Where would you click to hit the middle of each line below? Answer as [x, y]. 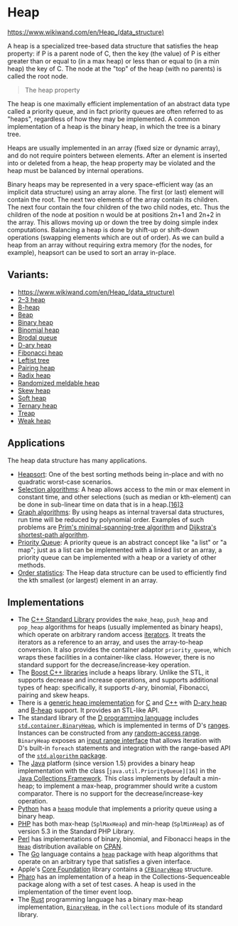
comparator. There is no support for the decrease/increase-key [110, 794]
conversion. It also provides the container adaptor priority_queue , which [124, 650]
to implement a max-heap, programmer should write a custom [127, 786]
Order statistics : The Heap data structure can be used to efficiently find [122, 572]
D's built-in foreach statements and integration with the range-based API [124, 748]
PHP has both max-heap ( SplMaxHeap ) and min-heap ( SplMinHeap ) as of [121, 824]
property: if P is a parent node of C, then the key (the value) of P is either [114, 53]
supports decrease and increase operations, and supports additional [118, 680]
